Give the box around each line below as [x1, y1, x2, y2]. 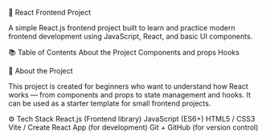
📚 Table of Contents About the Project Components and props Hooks [8, 48, 239, 57]
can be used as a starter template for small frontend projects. [8, 98, 211, 108]
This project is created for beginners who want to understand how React [8, 82, 249, 91]
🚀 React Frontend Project [8, 8, 92, 17]
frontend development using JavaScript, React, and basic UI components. [8, 32, 253, 41]
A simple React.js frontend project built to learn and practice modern [8, 23, 235, 32]
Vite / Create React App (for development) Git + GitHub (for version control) [8, 122, 259, 132]
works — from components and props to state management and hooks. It [8, 90, 252, 99]
